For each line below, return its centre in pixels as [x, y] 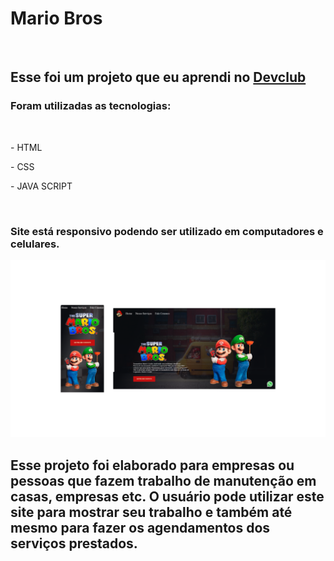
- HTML [26, 147]
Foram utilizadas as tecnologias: [91, 106]
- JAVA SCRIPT [41, 186]
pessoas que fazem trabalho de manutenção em [163, 480]
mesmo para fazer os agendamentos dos [140, 527]
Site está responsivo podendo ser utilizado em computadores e [167, 231]
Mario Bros [56, 18]
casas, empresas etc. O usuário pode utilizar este [167, 496]
